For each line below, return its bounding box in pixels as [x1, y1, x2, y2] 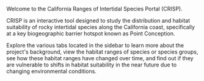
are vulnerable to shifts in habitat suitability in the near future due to [6, 61, 177, 68]
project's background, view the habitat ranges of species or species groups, [6, 48, 199, 55]
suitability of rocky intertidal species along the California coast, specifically [6, 24, 195, 30]
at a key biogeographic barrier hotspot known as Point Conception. [6, 30, 175, 37]
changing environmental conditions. [6, 68, 97, 75]
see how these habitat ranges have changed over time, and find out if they [6, 55, 194, 62]
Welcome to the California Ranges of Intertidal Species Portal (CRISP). [6, 5, 183, 12]
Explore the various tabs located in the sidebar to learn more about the [6, 42, 184, 49]
